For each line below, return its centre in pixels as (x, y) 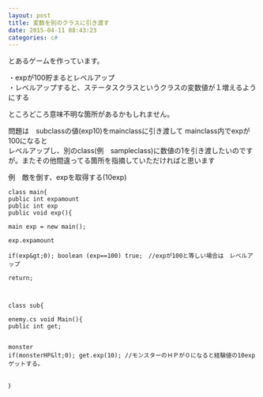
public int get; (35, 327)
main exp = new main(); (47, 227)
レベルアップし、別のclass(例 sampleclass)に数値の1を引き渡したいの (124, 151)
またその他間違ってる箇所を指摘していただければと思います (118, 161)
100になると (28, 141)
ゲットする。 (26, 364)
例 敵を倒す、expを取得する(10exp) (68, 178)
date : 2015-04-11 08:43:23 (53, 30)
